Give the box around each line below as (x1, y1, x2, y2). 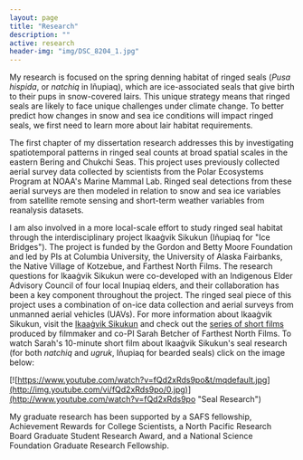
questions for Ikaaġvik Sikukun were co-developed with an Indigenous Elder (9, 271, 293, 282)
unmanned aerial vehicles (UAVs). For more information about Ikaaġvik (9, 309, 273, 320)
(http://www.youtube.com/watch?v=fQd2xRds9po (9, 394, 196, 405)
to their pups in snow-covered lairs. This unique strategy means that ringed (9, 91, 290, 102)
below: (9, 357, 34, 368)
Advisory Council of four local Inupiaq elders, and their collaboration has (9, 280, 279, 291)
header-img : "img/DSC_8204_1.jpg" (9, 47, 140, 56)
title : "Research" (9, 22, 79, 31)
